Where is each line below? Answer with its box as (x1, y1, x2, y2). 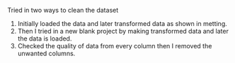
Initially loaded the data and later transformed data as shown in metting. (17, 20, 228, 27)
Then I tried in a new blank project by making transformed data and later (17, 27, 229, 35)
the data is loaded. (17, 34, 72, 43)
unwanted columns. (17, 49, 76, 57)
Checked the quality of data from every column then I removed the (17, 42, 212, 50)
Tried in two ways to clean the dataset (7, 6, 119, 14)
